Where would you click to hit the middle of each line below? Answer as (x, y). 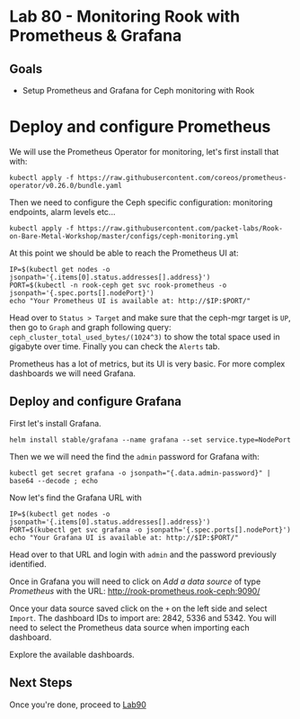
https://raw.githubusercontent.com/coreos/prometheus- (182, 177)
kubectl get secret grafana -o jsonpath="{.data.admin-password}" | (140, 473)
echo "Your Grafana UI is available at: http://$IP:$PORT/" (124, 537)
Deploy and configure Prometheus (140, 127)
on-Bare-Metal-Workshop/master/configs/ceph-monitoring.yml (124, 236)
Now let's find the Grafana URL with (75, 498)
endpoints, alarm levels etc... (62, 211)
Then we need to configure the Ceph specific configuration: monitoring (141, 202)
